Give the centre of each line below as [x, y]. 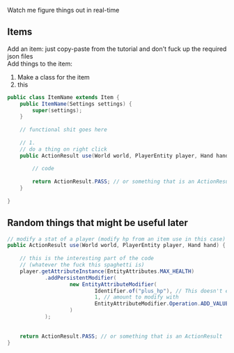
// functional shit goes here [64, 130]
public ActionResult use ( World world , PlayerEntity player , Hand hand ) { [117, 246]
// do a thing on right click [64, 149]
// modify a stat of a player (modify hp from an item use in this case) [117, 239]
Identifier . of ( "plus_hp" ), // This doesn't [158, 291]
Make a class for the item [54, 77]
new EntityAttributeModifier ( [113, 284]
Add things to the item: [40, 63]
